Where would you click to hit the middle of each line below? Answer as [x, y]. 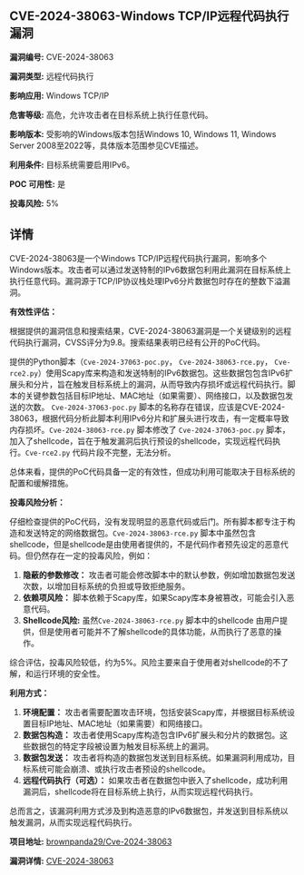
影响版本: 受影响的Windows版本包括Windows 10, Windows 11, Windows [143, 133]
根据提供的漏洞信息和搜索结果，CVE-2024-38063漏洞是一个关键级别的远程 [151, 330]
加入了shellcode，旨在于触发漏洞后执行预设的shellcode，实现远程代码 [141, 441]
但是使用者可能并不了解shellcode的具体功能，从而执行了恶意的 [156, 631]
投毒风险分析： [37, 502]
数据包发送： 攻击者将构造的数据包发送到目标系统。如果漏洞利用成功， [155, 757]
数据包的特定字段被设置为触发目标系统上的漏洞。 [122, 746]
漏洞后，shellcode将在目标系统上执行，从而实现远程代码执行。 [140, 791]
